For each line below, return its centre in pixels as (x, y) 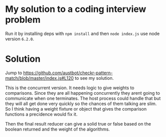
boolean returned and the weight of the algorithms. (58, 129)
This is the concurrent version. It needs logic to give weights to (70, 88)
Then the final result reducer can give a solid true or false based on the (78, 124)
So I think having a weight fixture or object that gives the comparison (76, 109)
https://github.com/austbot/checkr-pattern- (68, 73)
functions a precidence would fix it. (41, 114)
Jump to (14, 73)
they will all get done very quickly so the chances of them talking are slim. (81, 104)
